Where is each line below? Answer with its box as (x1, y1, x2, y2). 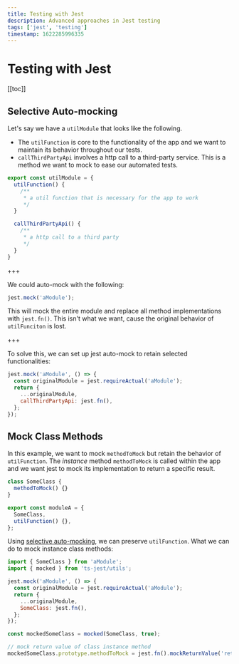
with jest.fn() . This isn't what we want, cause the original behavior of (7, 314, 214, 323)
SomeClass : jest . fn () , (20, 604, 87, 611)
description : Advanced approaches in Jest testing (7, 17, 161, 24)
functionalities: (7, 357, 51, 365)
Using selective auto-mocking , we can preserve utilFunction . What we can (7, 537, 230, 546)
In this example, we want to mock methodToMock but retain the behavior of (7, 450, 222, 458)
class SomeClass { (7, 478, 62, 485)
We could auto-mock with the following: (7, 280, 124, 289)
